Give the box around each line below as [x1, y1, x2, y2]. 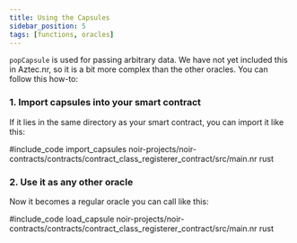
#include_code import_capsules [9, 143, 127, 154]
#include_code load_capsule [9, 213, 115, 224]
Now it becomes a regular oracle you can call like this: [9, 195, 209, 207]
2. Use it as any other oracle [9, 175, 134, 188]
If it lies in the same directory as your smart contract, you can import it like [9, 116, 284, 127]
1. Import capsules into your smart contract [9, 96, 202, 109]
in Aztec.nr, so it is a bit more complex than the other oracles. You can [9, 64, 268, 75]
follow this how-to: [9, 74, 79, 85]
